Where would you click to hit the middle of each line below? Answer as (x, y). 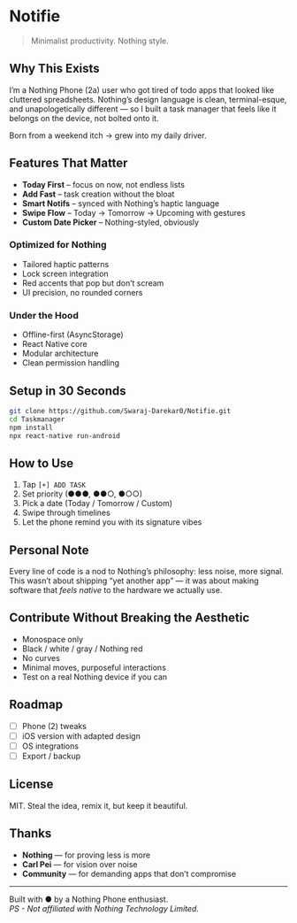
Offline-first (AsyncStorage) (72, 335)
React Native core (54, 344)
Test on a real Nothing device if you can (95, 677)
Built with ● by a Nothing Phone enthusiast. (89, 899)
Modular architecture (60, 354)
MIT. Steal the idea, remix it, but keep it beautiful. (99, 805)
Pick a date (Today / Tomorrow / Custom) (97, 504)
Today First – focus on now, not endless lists (103, 184)
